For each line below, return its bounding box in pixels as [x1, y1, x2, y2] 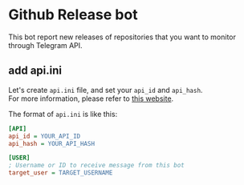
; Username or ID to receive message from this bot [8, 162, 185, 170]
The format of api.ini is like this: [8, 109, 118, 119]
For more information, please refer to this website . [8, 94, 174, 103]
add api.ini [8, 64, 63, 78]
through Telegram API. [8, 40, 83, 50]
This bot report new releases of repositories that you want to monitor [8, 32, 237, 42]
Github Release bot [8, 6, 138, 24]
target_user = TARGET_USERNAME [8, 169, 113, 177]
